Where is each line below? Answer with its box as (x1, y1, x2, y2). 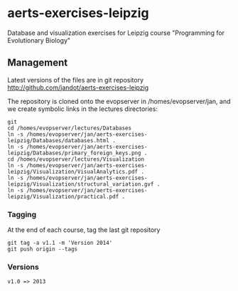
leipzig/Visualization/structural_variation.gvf (7, 180, 154, 188)
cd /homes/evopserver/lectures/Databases (7, 125, 132, 132)
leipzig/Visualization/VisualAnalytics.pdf (7, 168, 139, 175)
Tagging (7, 209, 37, 219)
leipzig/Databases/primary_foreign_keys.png (7, 149, 141, 157)
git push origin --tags (7, 245, 78, 253)
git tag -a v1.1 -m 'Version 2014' (7, 240, 113, 247)
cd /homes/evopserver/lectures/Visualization (7, 155, 144, 163)
